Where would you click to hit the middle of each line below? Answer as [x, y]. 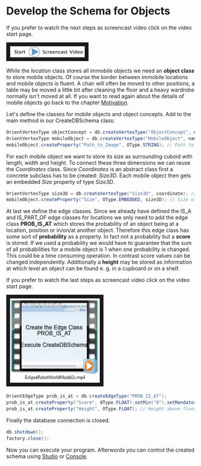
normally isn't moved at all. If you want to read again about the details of [95, 96]
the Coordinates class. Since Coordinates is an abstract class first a [90, 169]
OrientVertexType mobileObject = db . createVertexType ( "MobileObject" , [96, 138]
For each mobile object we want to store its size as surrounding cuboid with [99, 156]
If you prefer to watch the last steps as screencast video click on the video [98, 280]
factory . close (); [28, 438]
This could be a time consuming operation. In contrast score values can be [98, 256]
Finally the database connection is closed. [58, 420]
